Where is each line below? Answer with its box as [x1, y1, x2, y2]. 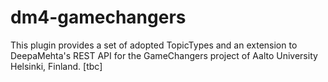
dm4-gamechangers [10, 6, 187, 29]
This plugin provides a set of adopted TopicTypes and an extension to [10, 39, 298, 51]
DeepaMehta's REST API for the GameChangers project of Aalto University [10, 49, 318, 61]
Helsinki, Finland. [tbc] [10, 60, 103, 72]
